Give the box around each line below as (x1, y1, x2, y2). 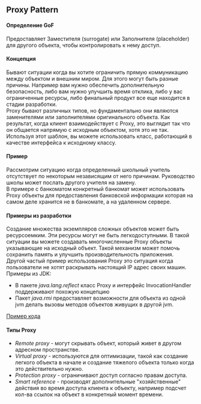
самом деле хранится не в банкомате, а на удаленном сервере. (6, 198, 172, 205)
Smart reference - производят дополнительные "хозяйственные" (14, 378, 181, 385)
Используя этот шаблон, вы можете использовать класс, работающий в (6, 132, 192, 140)
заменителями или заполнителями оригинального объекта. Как (6, 113, 170, 120)
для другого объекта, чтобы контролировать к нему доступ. (6, 42, 161, 49)
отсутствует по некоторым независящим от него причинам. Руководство (6, 173, 195, 179)
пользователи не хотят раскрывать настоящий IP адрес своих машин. (6, 264, 187, 271)
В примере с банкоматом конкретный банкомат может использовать (6, 185, 185, 192)
